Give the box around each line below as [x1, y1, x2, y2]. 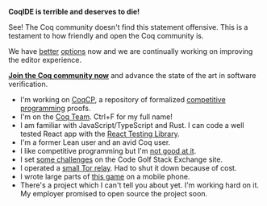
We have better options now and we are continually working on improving [8, 47, 253, 56]
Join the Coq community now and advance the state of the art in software [8, 71, 257, 80]
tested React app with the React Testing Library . [19, 129, 180, 138]
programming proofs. [19, 104, 91, 113]
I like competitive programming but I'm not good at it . [19, 146, 197, 155]
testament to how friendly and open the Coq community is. [8, 31, 204, 40]
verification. [8, 80, 48, 89]
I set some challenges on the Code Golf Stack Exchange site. [19, 154, 223, 164]
